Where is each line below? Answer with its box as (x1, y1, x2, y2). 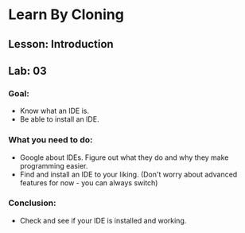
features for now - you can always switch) (19, 177, 158, 188)
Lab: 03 (8, 64, 48, 77)
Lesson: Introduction (8, 37, 114, 51)
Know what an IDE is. (19, 106, 90, 116)
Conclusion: (8, 197, 56, 208)
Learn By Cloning (8, 6, 125, 24)
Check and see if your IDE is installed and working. (19, 216, 187, 225)
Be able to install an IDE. (19, 115, 99, 124)
